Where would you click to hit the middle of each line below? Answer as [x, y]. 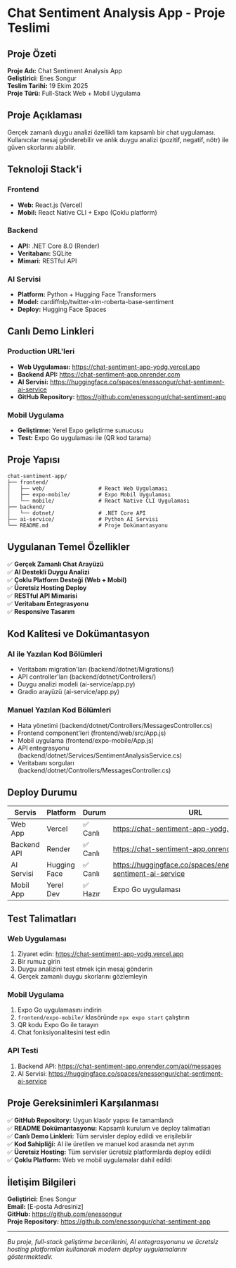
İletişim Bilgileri [41, 1182]
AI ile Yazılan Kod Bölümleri [55, 654]
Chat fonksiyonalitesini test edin [64, 1032]
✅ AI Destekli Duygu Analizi [48, 572]
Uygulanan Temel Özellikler [68, 547]
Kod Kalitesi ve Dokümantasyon [78, 634]
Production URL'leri [41, 351]
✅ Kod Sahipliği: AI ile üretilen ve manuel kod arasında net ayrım [101, 1144]
